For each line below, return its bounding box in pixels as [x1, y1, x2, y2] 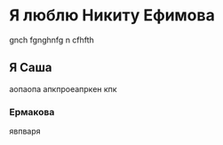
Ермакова [9, 105, 55, 118]
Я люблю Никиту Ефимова [9, 5, 215, 26]
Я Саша [9, 60, 52, 75]
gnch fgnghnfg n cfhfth [9, 34, 95, 45]
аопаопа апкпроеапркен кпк [9, 83, 117, 94]
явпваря [9, 126, 41, 137]
